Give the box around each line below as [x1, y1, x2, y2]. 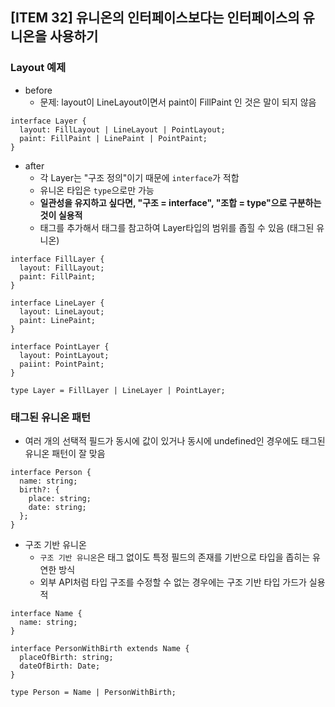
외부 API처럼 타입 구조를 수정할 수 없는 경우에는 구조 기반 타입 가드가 [39, 576, 307, 588]
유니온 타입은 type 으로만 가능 [39, 184, 155, 196]
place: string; [28, 493, 92, 503]
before [24, 84, 53, 96]
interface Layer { [10, 116, 87, 126]
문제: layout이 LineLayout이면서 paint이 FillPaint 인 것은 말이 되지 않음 [39, 96, 317, 108]
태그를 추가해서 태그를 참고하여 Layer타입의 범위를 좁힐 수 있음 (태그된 [39, 221, 315, 233]
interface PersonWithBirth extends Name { [10, 643, 190, 653]
